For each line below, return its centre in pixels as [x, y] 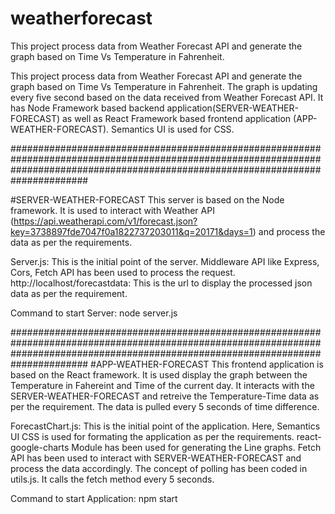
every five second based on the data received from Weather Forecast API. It [167, 97]
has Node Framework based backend [87, 108]
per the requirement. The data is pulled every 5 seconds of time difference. [165, 406]
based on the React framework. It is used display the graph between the [159, 374]
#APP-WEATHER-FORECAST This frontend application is [207, 364]
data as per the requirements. [71, 242]
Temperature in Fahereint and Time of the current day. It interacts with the [162, 385]
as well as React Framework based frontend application [177, 118]
